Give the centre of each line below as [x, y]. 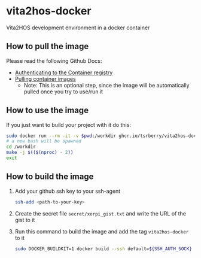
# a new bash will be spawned [44, 141]
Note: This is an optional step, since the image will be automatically [106, 85]
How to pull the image [48, 46]
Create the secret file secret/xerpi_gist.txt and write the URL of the [100, 213]
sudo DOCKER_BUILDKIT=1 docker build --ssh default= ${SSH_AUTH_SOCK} [103, 249]
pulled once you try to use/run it [63, 92]
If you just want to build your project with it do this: [69, 125]
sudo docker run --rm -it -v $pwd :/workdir [61, 136]
